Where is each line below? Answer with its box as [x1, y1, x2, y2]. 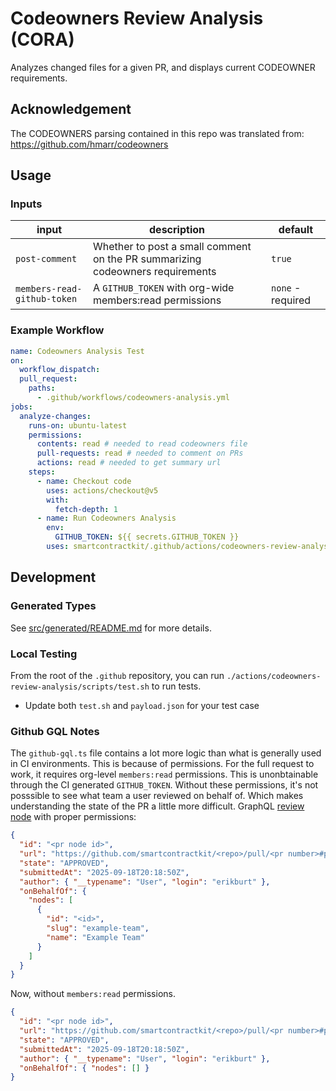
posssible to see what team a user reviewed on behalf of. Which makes [10, 790, 304, 802]
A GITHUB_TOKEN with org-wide [92, 281, 235, 295]
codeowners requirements [92, 265, 217, 279]
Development [10, 569, 97, 586]
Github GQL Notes [10, 724, 100, 738]
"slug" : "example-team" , [46, 923, 150, 934]
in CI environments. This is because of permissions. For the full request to [10, 758, 315, 770]
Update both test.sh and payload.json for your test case [24, 699, 260, 711]
